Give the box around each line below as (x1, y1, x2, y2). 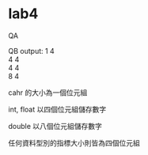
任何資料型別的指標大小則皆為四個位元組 (8, 138, 140, 147)
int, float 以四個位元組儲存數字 (8, 104, 107, 114)
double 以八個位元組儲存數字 (8, 121, 103, 130)
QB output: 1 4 (8, 46, 55, 55)
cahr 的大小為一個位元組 (8, 88, 88, 97)
